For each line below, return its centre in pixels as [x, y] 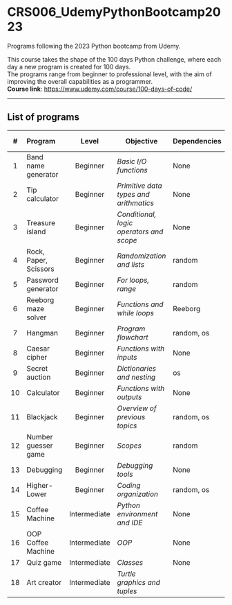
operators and [140, 231]
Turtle [126, 574]
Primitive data [139, 186]
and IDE [130, 523]
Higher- [40, 485]
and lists [131, 264]
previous [131, 417]
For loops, [133, 280]
